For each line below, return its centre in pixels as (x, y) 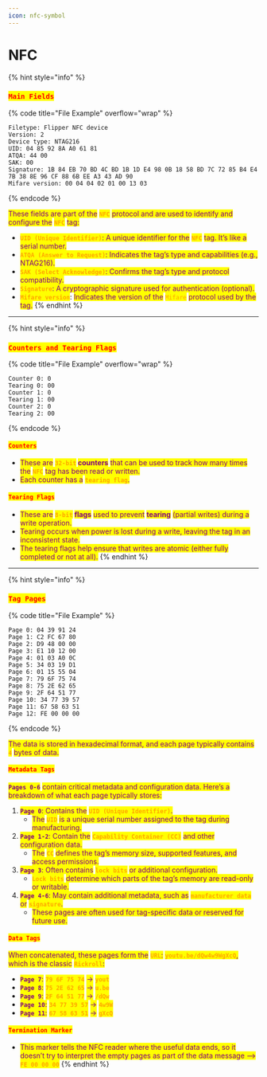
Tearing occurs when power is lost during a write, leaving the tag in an (135, 531)
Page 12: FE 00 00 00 (44, 714)
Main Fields (31, 97)
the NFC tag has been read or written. (80, 472)
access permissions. (65, 862)
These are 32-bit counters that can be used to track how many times (133, 463)
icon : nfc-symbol (37, 16)
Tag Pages (27, 599)
